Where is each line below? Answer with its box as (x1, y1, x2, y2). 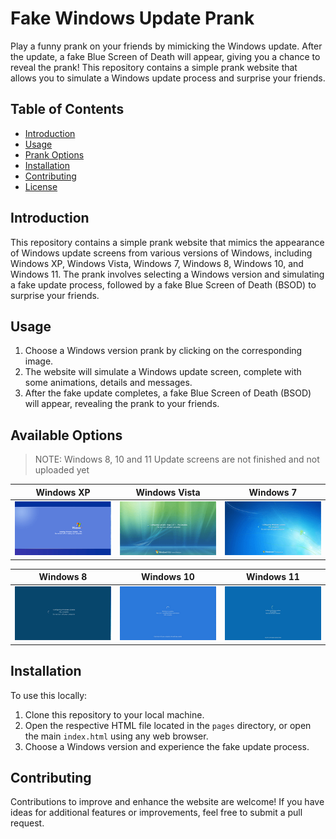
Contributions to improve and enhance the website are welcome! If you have (10, 796, 325, 808)
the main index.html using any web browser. (24, 730, 209, 742)
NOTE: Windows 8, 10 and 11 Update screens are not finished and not (34, 453, 320, 466)
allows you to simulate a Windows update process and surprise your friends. (10, 72, 326, 84)
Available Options (10, 427, 123, 444)
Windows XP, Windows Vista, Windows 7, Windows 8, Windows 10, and (10, 257, 304, 269)
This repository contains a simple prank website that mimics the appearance (10, 236, 325, 248)
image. (24, 355, 54, 367)
